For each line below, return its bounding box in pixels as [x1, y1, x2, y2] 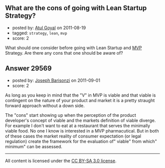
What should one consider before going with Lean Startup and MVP [5, 44, 142, 51]
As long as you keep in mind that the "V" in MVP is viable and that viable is [5, 92, 156, 98]
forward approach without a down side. [5, 102, 85, 108]
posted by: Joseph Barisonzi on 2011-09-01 [12, 77, 101, 83]
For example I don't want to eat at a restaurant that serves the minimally [5, 123, 151, 129]
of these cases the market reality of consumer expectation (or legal [5, 133, 141, 139]
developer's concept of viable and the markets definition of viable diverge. [5, 117, 156, 123]
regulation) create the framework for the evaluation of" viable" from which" [5, 138, 157, 144]
